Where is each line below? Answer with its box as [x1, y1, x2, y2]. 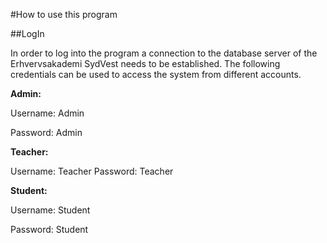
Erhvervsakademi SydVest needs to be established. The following [10, 58, 281, 69]
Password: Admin [10, 127, 83, 138]
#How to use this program [10, 9, 118, 20]
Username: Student [10, 204, 91, 216]
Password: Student [10, 224, 89, 235]
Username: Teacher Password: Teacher [10, 165, 174, 177]
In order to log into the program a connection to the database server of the [10, 47, 318, 59]
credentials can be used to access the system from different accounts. [10, 69, 302, 80]
